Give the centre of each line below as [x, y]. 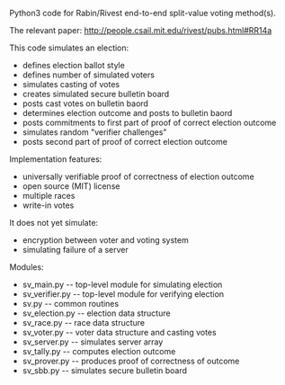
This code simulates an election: [69, 48]
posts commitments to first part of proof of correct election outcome [149, 122]
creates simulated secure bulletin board [96, 94]
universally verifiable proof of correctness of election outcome [138, 176]
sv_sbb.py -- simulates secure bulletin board [104, 371]
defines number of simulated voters [89, 75]
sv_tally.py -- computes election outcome [99, 351]
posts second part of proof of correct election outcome [125, 142]
